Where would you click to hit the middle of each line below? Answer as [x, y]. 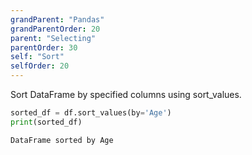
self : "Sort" [37, 57]
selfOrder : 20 [40, 66]
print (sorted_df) [46, 122]
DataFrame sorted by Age [62, 140]
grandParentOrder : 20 [55, 29]
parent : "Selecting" [53, 38]
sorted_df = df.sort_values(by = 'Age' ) [91, 113]
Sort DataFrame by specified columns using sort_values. [126, 94]
